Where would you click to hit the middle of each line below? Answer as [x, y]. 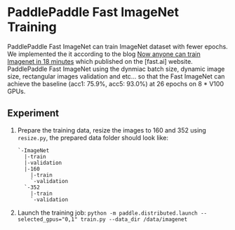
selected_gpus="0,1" [47, 219]
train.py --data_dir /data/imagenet [134, 219]
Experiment [33, 113]
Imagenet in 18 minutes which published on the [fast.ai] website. [100, 61]
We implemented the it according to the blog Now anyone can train [104, 54]
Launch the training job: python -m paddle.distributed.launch [107, 212]
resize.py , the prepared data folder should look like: [93, 137]
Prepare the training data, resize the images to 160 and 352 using [112, 130]
